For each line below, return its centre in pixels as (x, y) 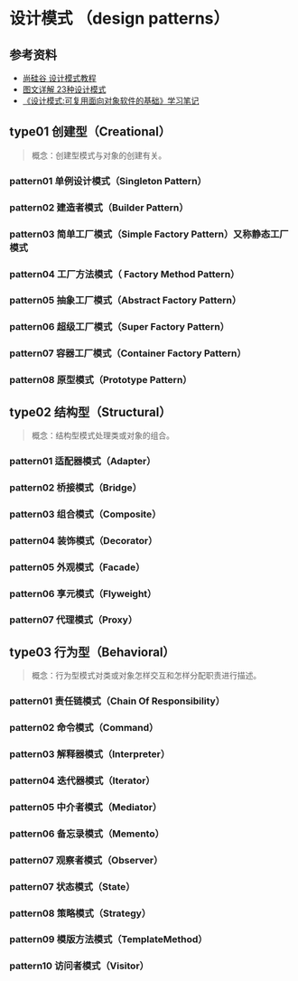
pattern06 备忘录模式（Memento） (87, 834)
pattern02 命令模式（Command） (84, 728)
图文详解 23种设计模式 (64, 89)
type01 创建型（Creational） (90, 132)
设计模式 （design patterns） (120, 19)
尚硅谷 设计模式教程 (59, 78)
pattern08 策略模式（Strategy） (80, 913)
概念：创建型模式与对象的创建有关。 (99, 155)
